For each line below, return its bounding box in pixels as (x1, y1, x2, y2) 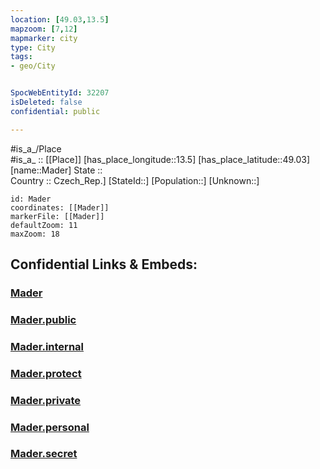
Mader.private (10, 393, 82, 407)
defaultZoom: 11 (10, 220, 78, 230)
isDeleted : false (10, 97, 83, 107)
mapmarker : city (10, 33, 78, 43)
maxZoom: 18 (10, 229, 60, 239)
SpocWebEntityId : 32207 (10, 88, 110, 98)
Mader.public (10, 312, 77, 326)
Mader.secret (10, 447, 78, 461)
